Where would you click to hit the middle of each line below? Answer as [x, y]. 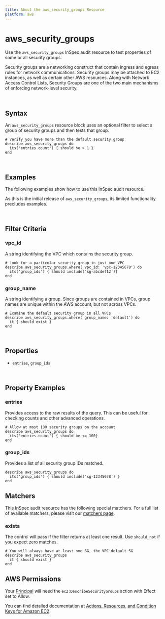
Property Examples [35, 388]
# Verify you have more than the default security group [65, 140]
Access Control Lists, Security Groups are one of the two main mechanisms [82, 83]
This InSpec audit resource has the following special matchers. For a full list [82, 508]
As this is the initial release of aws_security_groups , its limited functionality [81, 199]
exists [13, 526]
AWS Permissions [33, 579]
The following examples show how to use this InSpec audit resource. [75, 189]
